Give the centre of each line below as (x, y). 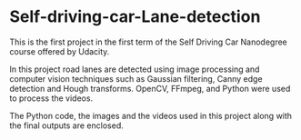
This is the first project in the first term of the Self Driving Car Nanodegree (149, 42)
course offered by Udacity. (60, 51)
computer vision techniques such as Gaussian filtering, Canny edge (136, 78)
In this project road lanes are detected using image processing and (135, 69)
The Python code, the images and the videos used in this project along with (151, 115)
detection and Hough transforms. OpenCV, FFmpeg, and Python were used (150, 88)
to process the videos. (51, 98)
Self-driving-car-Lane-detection (135, 17)
